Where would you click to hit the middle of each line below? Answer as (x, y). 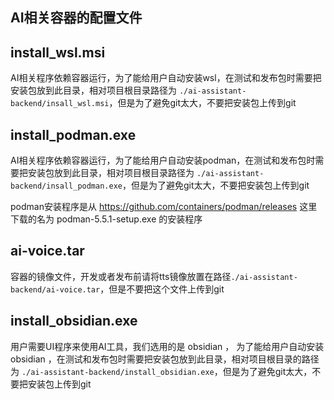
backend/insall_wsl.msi (60, 104)
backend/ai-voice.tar (55, 289)
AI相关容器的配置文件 (76, 18)
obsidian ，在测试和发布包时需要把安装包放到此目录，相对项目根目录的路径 (165, 359)
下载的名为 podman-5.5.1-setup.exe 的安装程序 (106, 219)
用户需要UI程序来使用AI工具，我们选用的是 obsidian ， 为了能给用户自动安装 (167, 346)
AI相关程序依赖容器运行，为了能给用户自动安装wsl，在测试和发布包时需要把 (166, 78)
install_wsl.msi (58, 52)
